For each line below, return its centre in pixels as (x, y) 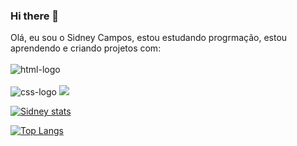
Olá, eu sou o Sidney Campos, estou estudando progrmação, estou (149, 38)
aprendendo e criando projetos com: (86, 48)
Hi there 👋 (35, 16)
